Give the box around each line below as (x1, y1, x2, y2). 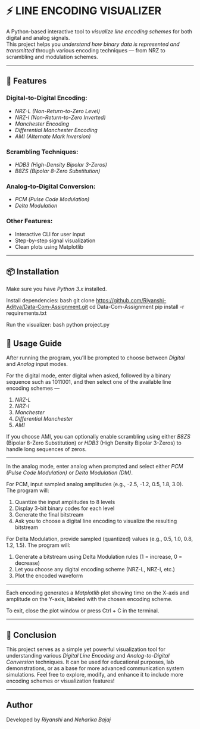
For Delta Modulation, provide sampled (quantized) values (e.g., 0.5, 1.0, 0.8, (6, 536, 193, 543)
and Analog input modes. (6, 361, 68, 368)
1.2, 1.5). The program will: (6, 542, 71, 549)
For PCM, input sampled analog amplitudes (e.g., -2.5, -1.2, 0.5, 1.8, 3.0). (6, 481, 183, 488)
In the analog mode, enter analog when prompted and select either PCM (6, 463, 183, 470)
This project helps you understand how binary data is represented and (6, 40, 180, 48)
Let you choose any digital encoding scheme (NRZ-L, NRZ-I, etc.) (14, 566, 176, 573)
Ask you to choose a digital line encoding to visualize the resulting (14, 518, 177, 525)
